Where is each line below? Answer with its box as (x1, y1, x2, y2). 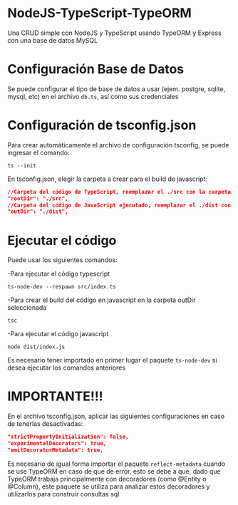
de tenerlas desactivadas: (7, 420, 83, 428)
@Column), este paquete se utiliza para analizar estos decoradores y (7, 482, 210, 491)
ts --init (7, 162, 37, 169)
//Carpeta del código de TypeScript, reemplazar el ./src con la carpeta (7, 188, 232, 195)
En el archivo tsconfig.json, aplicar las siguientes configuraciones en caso (7, 412, 225, 421)
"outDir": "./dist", (7, 208, 69, 215)
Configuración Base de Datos (7, 61, 185, 78)
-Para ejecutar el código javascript (7, 330, 109, 338)
